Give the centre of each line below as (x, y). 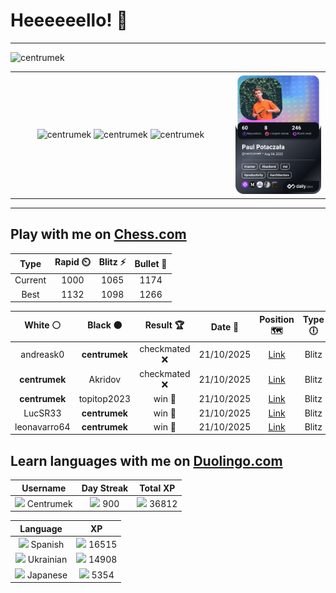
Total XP (157, 488)
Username (44, 488)
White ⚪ (43, 325)
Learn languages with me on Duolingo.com (146, 460)
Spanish (47, 545)
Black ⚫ (105, 325)
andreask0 (42, 354)
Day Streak (105, 488)
